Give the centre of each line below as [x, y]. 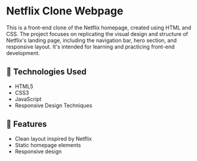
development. [23, 53]
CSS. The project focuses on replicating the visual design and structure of [97, 34]
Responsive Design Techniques [53, 105]
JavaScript [28, 99]
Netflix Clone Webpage [65, 11]
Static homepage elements [48, 145]
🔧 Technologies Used [46, 72]
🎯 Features [27, 124]
